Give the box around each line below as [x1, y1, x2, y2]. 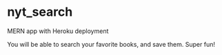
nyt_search [7, 4, 73, 20]
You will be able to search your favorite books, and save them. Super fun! [7, 40, 216, 48]
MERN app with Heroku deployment [7, 27, 109, 35]
